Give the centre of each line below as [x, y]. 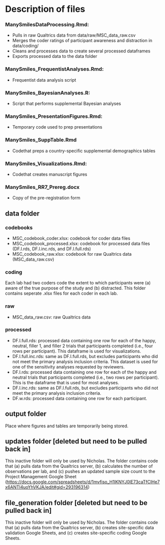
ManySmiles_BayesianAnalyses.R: [48, 92]
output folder [26, 414]
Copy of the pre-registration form [46, 198]
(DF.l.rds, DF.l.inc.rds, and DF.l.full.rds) [52, 249]
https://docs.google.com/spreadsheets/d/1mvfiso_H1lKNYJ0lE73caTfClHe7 [83, 482]
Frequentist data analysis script [44, 80]
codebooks [19, 227]
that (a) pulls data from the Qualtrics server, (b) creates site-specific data [80, 528]
